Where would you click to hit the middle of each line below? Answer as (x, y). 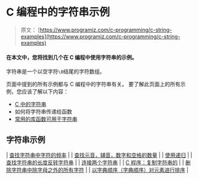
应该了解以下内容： (45, 92)
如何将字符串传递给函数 (43, 112)
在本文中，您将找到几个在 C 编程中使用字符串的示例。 (72, 57)
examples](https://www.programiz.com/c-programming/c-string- (100, 36)
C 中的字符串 (30, 104)
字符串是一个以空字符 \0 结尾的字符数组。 (56, 71)
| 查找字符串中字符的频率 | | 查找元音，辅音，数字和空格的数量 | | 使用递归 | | (99, 155)
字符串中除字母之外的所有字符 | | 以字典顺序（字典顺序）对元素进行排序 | (100, 169)
